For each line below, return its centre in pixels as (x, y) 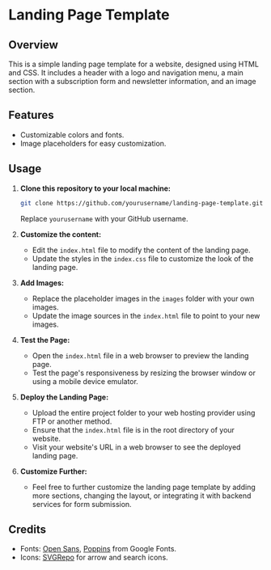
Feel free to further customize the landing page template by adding (144, 487)
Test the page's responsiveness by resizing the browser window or (144, 373)
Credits (28, 529)
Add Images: (42, 283)
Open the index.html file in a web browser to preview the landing (140, 355)
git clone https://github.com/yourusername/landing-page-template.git (142, 203)
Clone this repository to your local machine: (95, 188)
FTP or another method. (72, 421)
